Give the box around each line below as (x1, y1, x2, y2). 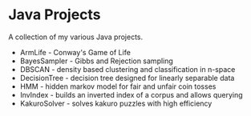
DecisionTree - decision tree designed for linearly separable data (19, 73, 235, 82)
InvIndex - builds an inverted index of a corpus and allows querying (19, 90, 243, 99)
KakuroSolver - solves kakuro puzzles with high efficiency (19, 98, 213, 108)
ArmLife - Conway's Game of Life (19, 47, 131, 57)
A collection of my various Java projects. (8, 32, 144, 42)
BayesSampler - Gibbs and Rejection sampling (19, 56, 174, 66)
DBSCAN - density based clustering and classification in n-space (19, 64, 236, 74)
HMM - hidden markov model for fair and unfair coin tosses (19, 82, 217, 91)
